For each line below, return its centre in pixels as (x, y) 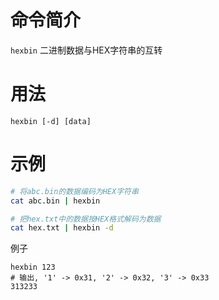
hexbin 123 (33, 267)
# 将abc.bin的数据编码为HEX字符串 (74, 191)
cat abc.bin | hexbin (55, 201)
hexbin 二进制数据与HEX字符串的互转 (86, 50)
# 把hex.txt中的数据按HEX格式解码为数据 (86, 219)
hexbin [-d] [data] (51, 121)
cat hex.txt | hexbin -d (62, 228)
